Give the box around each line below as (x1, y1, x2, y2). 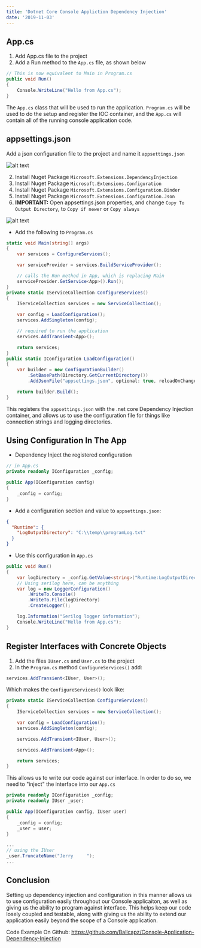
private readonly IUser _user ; (6, 798, 84, 804)
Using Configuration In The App (6, 436, 127, 446)
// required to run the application (17, 328, 109, 334)
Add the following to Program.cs (14, 228, 93, 235)
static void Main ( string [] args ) (6, 240, 90, 246)
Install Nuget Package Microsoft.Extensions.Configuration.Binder (14, 186, 181, 193)
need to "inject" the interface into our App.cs (6, 780, 115, 788)
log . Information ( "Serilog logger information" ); (17, 613, 141, 619)
